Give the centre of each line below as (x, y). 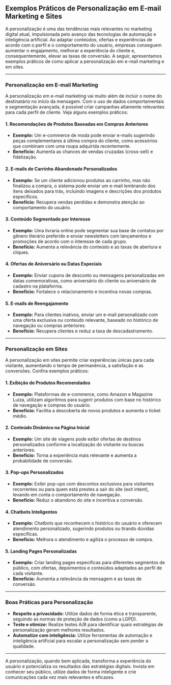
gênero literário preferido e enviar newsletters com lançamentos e (82, 236)
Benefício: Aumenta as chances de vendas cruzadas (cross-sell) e (83, 152)
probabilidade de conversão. (43, 460)
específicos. (25, 196)
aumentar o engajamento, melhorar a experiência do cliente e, (70, 50)
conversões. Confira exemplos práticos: (47, 371)
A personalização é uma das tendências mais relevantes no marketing (79, 29)
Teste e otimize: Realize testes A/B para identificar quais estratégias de (88, 624)
